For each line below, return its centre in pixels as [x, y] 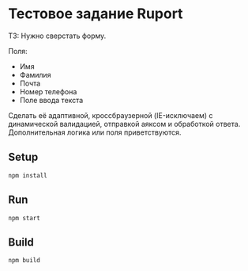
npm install [28, 175]
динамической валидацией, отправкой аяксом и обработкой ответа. [124, 124]
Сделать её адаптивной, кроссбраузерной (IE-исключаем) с [111, 115]
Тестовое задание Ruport [96, 14]
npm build [24, 261]
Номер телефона [48, 91]
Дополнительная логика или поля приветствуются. [95, 132]
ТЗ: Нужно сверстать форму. [57, 36]
